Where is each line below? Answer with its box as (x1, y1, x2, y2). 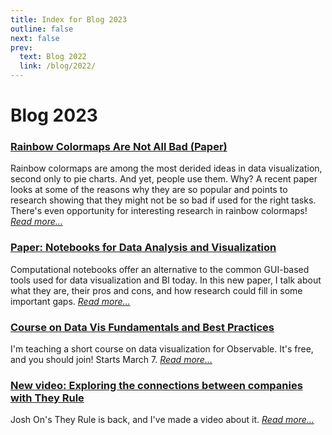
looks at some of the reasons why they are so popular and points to (10, 184, 288, 196)
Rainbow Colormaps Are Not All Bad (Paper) (10, 140, 228, 154)
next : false (10, 33, 60, 43)
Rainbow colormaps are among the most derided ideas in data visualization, (10, 162, 323, 175)
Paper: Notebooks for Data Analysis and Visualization (10, 241, 277, 255)
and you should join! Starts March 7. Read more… (10, 354, 213, 366)
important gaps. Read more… (10, 295, 131, 307)
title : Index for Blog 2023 (10, 14, 128, 25)
